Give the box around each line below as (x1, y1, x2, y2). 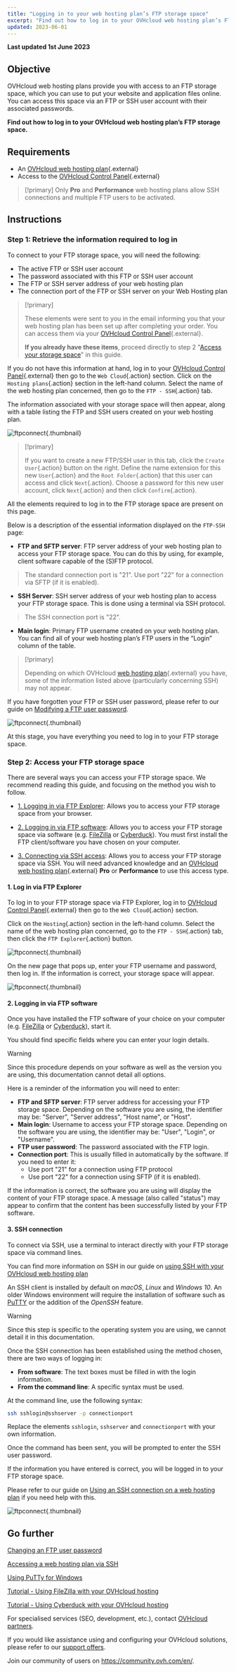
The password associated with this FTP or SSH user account (17, 272, 193, 280)
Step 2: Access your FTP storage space (7, 757, 145, 767)
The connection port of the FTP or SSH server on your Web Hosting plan (17, 287, 228, 295)
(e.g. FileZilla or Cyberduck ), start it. (7, 1022, 112, 1031)
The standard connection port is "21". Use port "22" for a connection (24, 570, 223, 578)
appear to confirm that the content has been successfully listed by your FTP (7, 1201, 228, 1210)
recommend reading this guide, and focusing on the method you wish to (7, 780, 216, 789)
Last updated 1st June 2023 (7, 43, 90, 51)
